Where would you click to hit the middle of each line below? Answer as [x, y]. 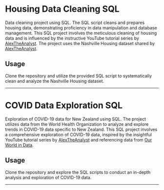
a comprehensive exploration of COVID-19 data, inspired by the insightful [79, 134]
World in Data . [19, 145]
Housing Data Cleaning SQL [62, 9]
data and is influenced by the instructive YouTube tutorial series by [72, 38]
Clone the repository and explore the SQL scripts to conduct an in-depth [78, 172]
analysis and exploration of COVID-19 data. [48, 177]
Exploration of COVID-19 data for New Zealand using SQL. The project [76, 119]
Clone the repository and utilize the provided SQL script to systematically [79, 76]
